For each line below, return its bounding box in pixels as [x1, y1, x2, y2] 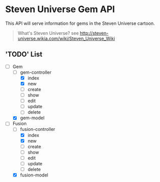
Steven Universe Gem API [5, 4, 115, 15]
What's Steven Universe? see [17, 30, 79, 36]
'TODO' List [5, 50, 43, 59]
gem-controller [20, 69, 51, 75]
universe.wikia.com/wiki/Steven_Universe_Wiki [17, 35, 115, 41]
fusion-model [20, 172, 48, 178]
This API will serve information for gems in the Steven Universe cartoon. [5, 20, 155, 26]
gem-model [20, 115, 44, 121]
